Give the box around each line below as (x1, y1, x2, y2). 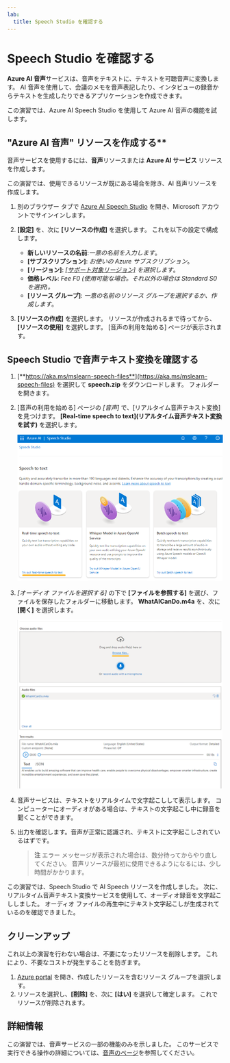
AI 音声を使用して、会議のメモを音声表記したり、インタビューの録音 (20, 83, 214, 92)
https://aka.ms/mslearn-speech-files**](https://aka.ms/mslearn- (25, 372, 207, 381)
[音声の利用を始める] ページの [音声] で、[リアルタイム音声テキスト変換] (16, 404, 221, 412)
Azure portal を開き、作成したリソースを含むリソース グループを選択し (16, 973, 216, 982)
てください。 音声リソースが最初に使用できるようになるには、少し (34, 860, 222, 868)
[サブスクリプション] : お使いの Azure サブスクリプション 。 (27, 257, 194, 266)
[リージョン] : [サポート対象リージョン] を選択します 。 (27, 266, 179, 274)
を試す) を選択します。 (16, 421, 81, 429)
